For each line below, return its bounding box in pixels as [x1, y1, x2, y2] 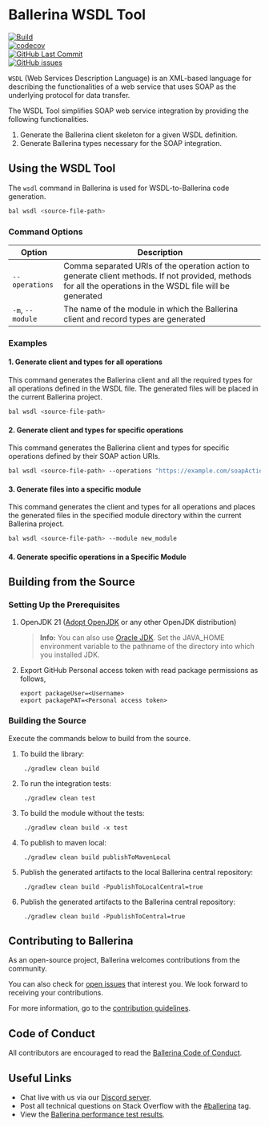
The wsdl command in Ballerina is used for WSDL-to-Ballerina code [8, 183, 230, 193]
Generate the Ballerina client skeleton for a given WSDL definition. [19, 130, 239, 140]
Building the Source [8, 716, 86, 727]
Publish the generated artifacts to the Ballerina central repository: [19, 897, 236, 906]
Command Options [8, 226, 83, 237]
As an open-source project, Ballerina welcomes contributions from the [8, 955, 240, 965]
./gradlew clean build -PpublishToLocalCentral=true [23, 882, 203, 891]
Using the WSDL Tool [8, 162, 116, 176]
